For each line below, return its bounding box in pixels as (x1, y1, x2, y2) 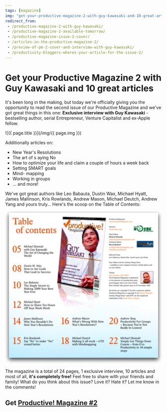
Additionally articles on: (5, 139, 54, 145)
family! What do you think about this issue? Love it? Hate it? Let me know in (5, 379, 160, 385)
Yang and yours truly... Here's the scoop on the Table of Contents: (5, 201, 141, 207)
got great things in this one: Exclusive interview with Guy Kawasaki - (5, 109, 149, 115)
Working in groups (12, 176, 51, 182)
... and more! (12, 181, 39, 187)
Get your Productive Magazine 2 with (5, 72, 162, 83)
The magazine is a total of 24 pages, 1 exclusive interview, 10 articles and (5, 368, 155, 374)
